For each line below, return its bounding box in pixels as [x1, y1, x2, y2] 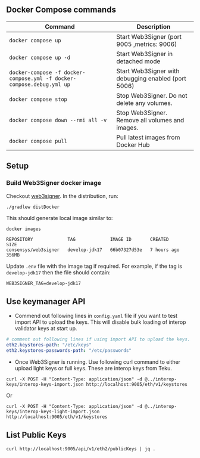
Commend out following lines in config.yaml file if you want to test [14, 312, 177, 320]
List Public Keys [6, 430, 67, 440]
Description [136, 22, 171, 30]
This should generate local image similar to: [6, 214, 113, 221]
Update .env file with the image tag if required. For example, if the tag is [6, 262, 183, 270]
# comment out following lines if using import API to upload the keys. [6, 336, 190, 342]
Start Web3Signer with [115, 67, 180, 75]
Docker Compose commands [6, 5, 116, 15]
